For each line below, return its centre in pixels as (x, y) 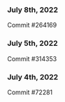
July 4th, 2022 (33, 77)
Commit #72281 (30, 92)
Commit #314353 (32, 58)
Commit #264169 (32, 25)
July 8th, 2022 (32, 10)
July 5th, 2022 (32, 44)
